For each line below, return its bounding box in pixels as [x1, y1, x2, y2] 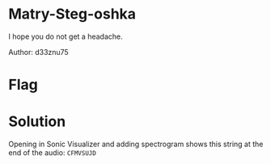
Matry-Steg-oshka [8, 5, 136, 23]
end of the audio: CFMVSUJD [8, 148, 97, 158]
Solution [8, 112, 66, 131]
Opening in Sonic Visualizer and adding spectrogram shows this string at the [8, 139, 264, 149]
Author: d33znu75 [8, 47, 69, 57]
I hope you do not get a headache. [8, 32, 123, 41]
